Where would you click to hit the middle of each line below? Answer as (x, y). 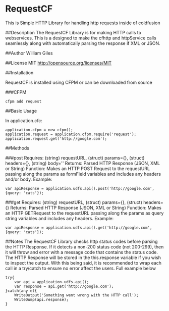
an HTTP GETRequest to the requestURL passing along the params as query (84, 213)
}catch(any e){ (21, 291)
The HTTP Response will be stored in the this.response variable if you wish (83, 257)
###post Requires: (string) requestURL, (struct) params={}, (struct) (75, 158)
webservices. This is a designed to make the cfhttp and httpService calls (81, 38)
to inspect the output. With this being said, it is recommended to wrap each (83, 263)
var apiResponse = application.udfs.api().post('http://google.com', (80, 188)
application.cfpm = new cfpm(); (39, 130)
